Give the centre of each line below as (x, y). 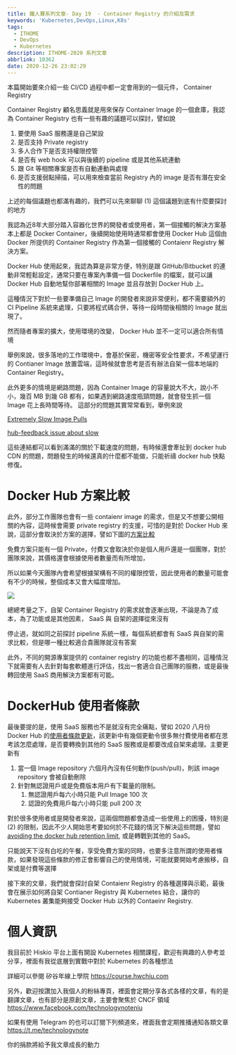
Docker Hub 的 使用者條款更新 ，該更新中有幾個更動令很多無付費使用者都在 (115, 735)
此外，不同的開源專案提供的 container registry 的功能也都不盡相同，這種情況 (118, 657)
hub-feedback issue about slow (53, 433)
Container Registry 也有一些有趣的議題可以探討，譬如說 (95, 118)
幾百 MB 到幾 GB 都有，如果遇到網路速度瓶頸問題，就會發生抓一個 (115, 396)
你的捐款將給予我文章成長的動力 (53, 1044)
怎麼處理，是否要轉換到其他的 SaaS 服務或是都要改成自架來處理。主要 (121, 744)
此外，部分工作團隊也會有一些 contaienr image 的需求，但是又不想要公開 (112, 516)
